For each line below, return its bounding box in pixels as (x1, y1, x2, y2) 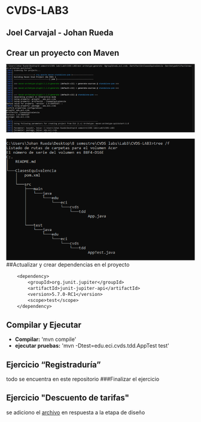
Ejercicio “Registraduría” (6, 360, 101, 370)
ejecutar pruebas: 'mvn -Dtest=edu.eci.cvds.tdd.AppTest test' (14, 342, 169, 349)
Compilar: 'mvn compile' (14, 336, 77, 343)
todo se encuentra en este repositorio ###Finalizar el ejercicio (6, 376, 160, 382)
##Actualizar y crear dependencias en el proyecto (6, 261, 130, 268)
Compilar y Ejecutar (6, 319, 82, 330)
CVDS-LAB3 (6, 4, 69, 17)
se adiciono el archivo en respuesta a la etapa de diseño (6, 409, 145, 416)
